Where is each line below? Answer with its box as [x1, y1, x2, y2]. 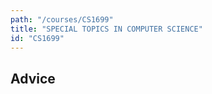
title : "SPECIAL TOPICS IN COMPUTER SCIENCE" [10, 24, 203, 34]
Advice [10, 70, 56, 87]
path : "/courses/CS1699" [10, 14, 114, 25]
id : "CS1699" [10, 33, 65, 43]
